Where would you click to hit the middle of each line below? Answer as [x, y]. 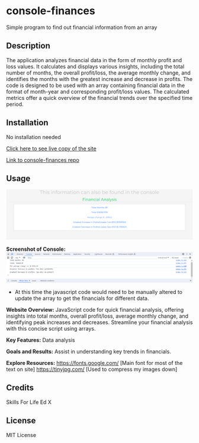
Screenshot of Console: [36, 249]
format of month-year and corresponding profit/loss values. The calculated [98, 91]
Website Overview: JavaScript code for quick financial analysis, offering [95, 309]
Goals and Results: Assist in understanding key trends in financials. [89, 351]
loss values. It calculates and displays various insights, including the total [95, 66]
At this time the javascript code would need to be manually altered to [98, 292]
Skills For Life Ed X [29, 402]
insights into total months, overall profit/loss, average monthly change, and [97, 316]
